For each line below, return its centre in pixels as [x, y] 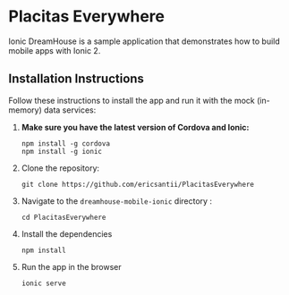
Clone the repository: [60, 168]
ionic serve [43, 283]
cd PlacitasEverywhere [64, 217]
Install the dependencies [67, 233]
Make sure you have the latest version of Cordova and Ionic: [135, 127]
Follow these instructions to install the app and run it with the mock [132, 100]
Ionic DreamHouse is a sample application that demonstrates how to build [144, 41]
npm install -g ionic [61, 151]
